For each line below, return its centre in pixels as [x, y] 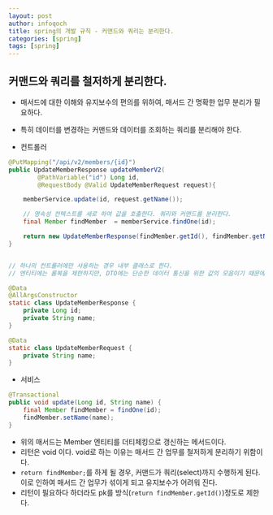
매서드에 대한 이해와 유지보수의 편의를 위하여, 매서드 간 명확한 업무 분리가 [136, 102]
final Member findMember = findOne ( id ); [92, 410]
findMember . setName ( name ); [69, 418]
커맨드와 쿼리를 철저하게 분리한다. [88, 81]
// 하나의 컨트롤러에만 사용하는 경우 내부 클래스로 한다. [91, 266]
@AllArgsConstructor [43, 296]
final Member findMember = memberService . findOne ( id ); [120, 222]
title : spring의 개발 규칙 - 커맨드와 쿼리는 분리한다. [91, 31]
